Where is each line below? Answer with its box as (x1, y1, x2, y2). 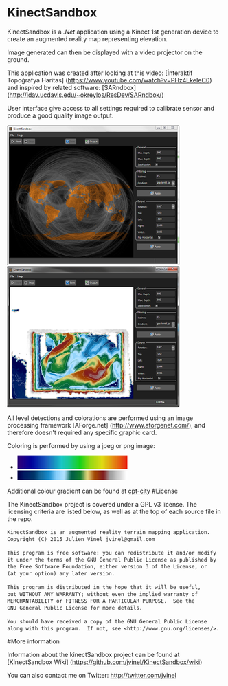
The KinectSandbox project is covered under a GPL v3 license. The (7, 500, 197, 508)
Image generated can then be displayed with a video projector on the (7, 48, 203, 56)
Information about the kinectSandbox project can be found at (7, 650, 180, 659)
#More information (7, 637, 60, 645)
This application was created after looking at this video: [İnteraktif (7, 69, 193, 77)
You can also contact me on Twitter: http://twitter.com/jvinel (7, 671, 176, 679)
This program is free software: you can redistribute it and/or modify (7, 549, 216, 556)
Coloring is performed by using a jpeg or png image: (7, 441, 156, 450)
